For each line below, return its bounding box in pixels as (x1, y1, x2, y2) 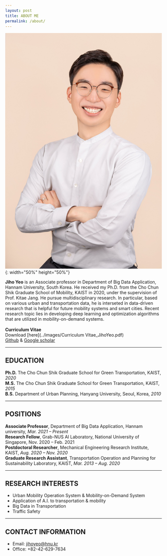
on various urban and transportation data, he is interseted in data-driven (5, 300, 153, 306)
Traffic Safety (12, 509, 41, 515)
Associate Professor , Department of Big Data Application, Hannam (5, 423, 143, 429)
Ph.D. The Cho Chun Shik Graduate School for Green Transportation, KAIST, (5, 370, 162, 375)
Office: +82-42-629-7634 (12, 546, 66, 552)
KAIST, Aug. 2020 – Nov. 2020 (5, 449, 68, 456)
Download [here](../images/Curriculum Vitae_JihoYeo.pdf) (5, 332, 124, 338)
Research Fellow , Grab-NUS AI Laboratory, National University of (5, 434, 140, 440)
